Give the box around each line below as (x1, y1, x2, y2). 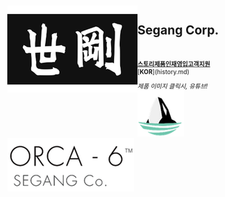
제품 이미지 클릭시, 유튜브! (137, 81, 208, 90)
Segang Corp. (137, 22, 219, 38)
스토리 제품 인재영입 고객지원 (137, 59, 210, 68)
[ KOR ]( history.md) (137, 68, 190, 76)
